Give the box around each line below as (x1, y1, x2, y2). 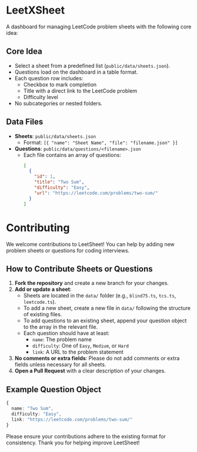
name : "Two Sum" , (11, 405, 54, 411)
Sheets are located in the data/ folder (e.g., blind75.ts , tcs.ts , (23, 292, 176, 299)
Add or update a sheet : (14, 286, 72, 293)
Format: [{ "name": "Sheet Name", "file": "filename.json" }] (23, 139, 178, 146)
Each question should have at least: (23, 330, 110, 337)
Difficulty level (23, 93, 59, 100)
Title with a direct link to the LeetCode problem (23, 87, 138, 94)
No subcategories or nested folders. (14, 100, 103, 107)
